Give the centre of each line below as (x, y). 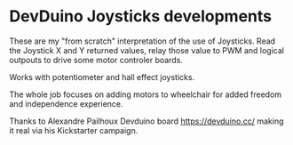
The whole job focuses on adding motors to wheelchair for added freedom (146, 94)
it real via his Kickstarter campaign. (74, 130)
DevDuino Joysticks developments (141, 16)
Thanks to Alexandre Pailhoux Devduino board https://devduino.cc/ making (146, 121)
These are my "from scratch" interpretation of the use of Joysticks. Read (143, 41)
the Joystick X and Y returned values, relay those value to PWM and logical (146, 50)
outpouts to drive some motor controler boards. (96, 60)
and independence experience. (66, 103)
